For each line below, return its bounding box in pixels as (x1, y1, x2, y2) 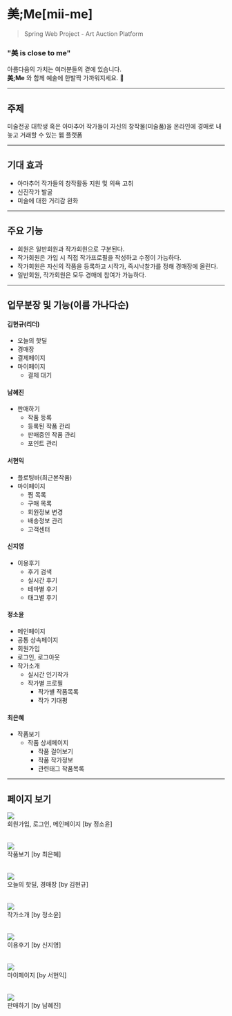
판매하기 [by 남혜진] (7, 1001, 61, 1010)
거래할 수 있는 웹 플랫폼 (19, 131, 83, 139)
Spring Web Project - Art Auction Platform (23, 29, 144, 38)
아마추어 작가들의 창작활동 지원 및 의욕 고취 (17, 179, 134, 187)
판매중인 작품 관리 (27, 431, 76, 439)
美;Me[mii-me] (7, 6, 93, 22)
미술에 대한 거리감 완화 (17, 196, 79, 205)
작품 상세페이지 (27, 739, 69, 747)
